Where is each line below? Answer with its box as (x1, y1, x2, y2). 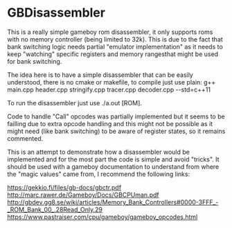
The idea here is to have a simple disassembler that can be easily (7, 71, 194, 79)
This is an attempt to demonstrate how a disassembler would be (7, 148, 190, 156)
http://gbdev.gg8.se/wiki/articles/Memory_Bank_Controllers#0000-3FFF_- (7, 198, 219, 206)
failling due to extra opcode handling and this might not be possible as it (7, 119, 213, 128)
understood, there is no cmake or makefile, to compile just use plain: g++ (7, 78, 216, 86)
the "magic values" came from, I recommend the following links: (7, 170, 190, 178)
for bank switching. (7, 57, 62, 65)
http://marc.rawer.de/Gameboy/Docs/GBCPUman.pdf (7, 191, 159, 199)
